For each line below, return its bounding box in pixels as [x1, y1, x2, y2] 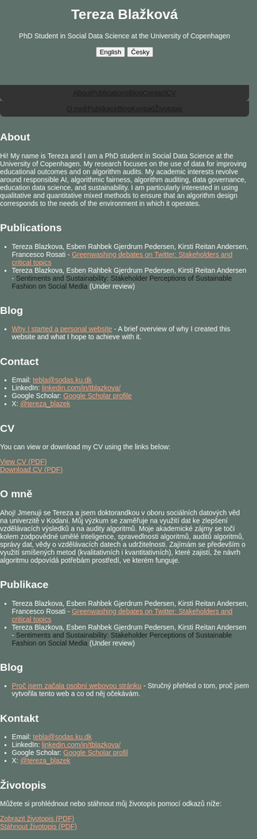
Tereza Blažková [71, 6, 178, 23]
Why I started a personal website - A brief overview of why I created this [11, 324, 231, 334]
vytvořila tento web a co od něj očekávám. [11, 689, 141, 699]
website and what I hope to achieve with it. [11, 332, 142, 342]
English [99, 48, 122, 56]
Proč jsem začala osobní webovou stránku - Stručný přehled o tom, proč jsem [11, 681, 249, 691]
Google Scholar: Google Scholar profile [11, 392, 132, 400]
